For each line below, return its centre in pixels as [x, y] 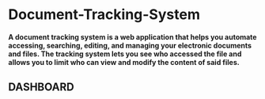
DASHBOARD [41, 88]
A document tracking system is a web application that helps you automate [132, 36]
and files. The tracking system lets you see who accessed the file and [125, 54]
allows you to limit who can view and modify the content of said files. [124, 62]
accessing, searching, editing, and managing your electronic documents [130, 45]
